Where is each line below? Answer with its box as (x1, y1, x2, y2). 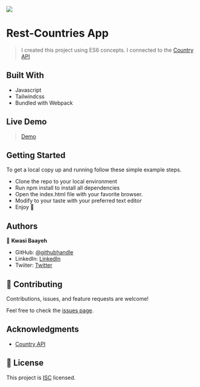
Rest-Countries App (6, 27, 109, 40)
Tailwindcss (15, 92, 45, 100)
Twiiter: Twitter (15, 261, 53, 269)
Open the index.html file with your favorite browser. (15, 191, 143, 198)
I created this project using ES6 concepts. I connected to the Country (21, 46, 194, 54)
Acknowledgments (6, 324, 80, 334)
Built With (6, 70, 44, 81)
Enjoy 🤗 (15, 203, 34, 211)
